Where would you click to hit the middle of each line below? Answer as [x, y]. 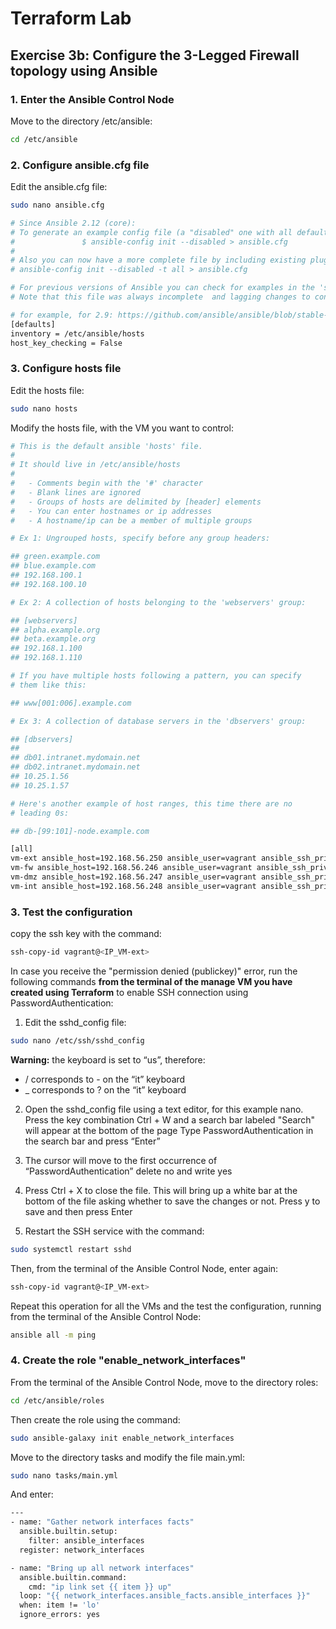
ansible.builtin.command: [73, 1577]
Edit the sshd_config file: [75, 1023]
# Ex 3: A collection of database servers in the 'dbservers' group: [158, 721]
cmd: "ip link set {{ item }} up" [100, 1587]
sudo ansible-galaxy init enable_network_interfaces [122, 1438]
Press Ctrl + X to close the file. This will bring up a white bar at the [161, 1190]
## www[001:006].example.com [71, 703]
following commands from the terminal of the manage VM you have [151, 982]
